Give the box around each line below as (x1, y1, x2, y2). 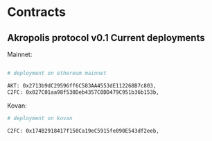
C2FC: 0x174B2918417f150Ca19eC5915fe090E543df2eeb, (7, 127, 159, 134)
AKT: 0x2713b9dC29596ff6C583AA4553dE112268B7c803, (7, 82, 157, 89)
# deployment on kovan (7, 115, 73, 122)
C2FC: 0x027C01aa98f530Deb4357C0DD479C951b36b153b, (7, 88, 159, 96)
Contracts (7, 4, 67, 20)
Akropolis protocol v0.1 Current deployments (7, 32, 206, 44)
